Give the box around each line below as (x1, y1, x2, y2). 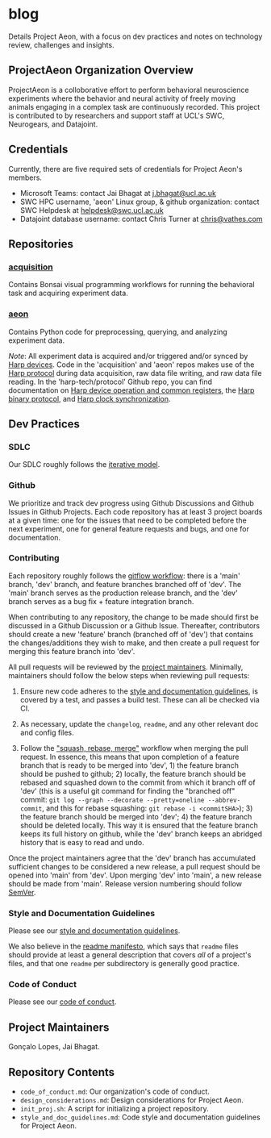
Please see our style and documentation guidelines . (8, 926, 181, 936)
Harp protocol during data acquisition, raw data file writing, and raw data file (8, 368, 262, 377)
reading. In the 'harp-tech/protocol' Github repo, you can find (8, 377, 212, 386)
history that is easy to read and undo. (19, 837, 144, 847)
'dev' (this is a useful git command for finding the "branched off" (19, 786, 236, 795)
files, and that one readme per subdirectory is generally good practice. (8, 959, 240, 969)
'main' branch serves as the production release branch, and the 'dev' (8, 588, 238, 598)
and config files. (19, 727, 74, 737)
